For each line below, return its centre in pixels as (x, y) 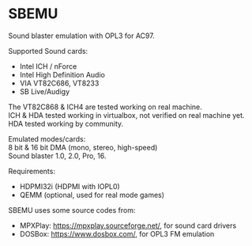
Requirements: (32, 171)
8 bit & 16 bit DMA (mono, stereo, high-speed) (83, 147)
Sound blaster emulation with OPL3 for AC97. (82, 36)
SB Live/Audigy (44, 91)
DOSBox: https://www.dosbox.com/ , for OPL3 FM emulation (117, 233)
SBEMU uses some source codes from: (72, 210)
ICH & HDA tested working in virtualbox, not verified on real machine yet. (126, 115)
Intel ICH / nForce (48, 66)
